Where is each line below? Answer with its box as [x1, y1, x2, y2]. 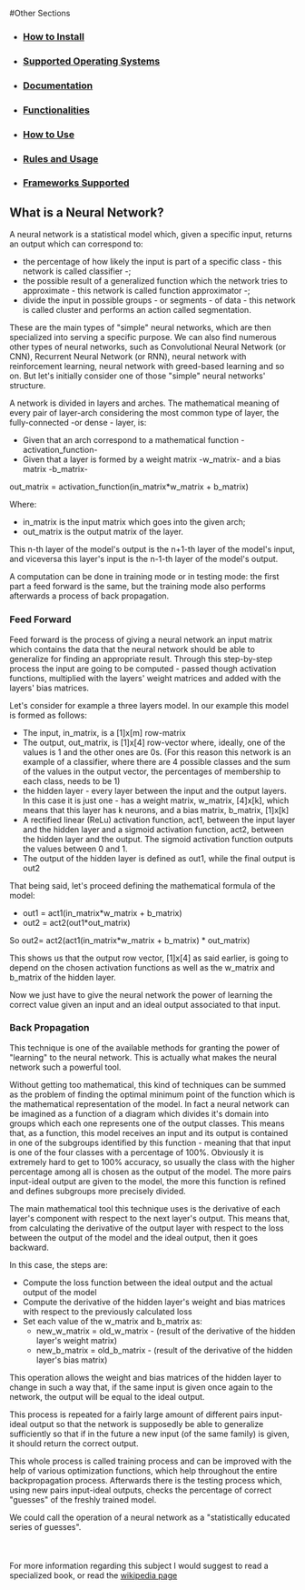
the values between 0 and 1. [22, 843, 128, 854]
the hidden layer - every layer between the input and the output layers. [22, 785, 288, 796]
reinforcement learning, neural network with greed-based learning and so [9, 361, 285, 372]
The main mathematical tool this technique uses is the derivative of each [9, 1203, 280, 1213]
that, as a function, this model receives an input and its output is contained [9, 1127, 289, 1138]
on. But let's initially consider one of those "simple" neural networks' [9, 370, 266, 381]
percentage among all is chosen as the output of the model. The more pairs [9, 1166, 292, 1177]
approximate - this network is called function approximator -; [22, 286, 251, 297]
